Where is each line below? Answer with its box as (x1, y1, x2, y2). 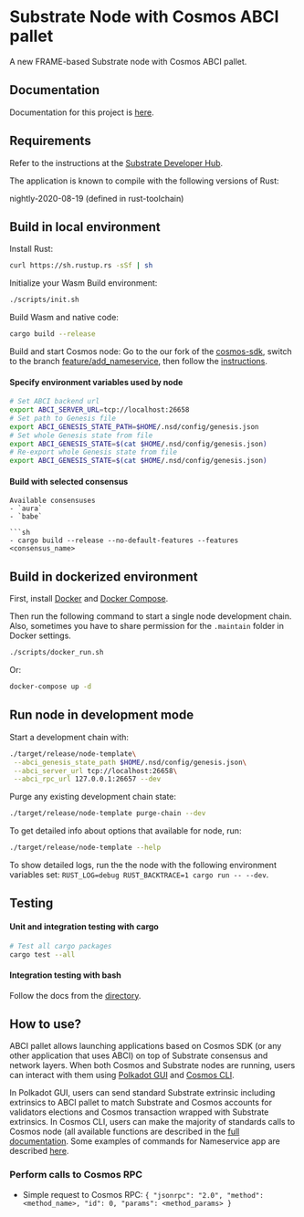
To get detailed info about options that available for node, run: (9, 825, 242, 836)
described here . (9, 1146, 69, 1157)
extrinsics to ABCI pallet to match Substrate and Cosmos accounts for (9, 1097, 272, 1108)
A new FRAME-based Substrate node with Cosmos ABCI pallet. (9, 56, 247, 67)
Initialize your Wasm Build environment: (9, 278, 158, 289)
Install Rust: (9, 244, 53, 255)
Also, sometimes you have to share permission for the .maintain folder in (9, 621, 285, 632)
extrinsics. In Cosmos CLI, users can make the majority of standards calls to (9, 1117, 295, 1128)
